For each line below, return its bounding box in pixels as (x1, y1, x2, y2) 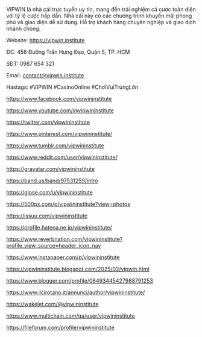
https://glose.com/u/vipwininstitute (6, 189, 93, 196)
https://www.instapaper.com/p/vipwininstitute (6, 254, 120, 261)
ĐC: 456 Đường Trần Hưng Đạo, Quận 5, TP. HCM (6, 48, 130, 56)
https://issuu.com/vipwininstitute (6, 212, 88, 219)
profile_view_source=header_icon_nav (6, 242, 101, 249)
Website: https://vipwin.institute (6, 37, 85, 43)
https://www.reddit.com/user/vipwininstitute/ (6, 154, 118, 161)
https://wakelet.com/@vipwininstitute (6, 301, 99, 307)
